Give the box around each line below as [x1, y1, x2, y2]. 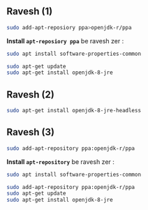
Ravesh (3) [6, 126, 55, 138]
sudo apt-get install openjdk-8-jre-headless [6, 107, 141, 114]
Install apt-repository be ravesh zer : [6, 157, 114, 166]
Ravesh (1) [6, 6, 53, 17]
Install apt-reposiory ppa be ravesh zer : [6, 36, 124, 45]
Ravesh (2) [6, 89, 55, 100]
